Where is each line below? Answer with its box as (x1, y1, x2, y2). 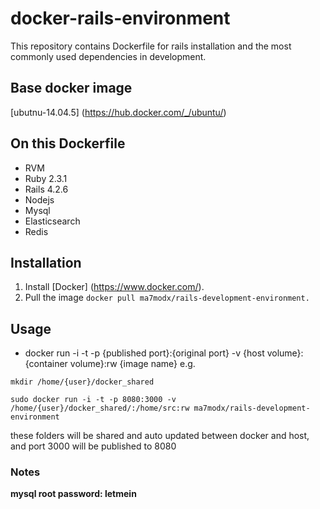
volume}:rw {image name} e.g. (69, 358, 196, 370)
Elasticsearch (24, 215, 81, 227)
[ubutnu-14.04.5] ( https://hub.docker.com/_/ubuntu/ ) (10, 106, 227, 118)
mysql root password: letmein (10, 488, 137, 500)
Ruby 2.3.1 (24, 172, 68, 184)
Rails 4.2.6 (24, 183, 69, 195)
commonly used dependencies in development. (10, 50, 207, 62)
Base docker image (10, 80, 133, 97)
